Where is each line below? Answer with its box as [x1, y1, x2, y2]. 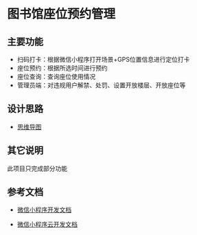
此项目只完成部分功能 [7, 164, 67, 172]
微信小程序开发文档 [16, 205, 72, 214]
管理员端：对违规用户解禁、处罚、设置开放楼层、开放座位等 [16, 81, 186, 89]
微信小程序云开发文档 [16, 221, 78, 229]
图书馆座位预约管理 [7, 6, 116, 22]
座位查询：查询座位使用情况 [16, 73, 96, 80]
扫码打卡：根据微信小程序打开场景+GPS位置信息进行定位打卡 [16, 56, 190, 63]
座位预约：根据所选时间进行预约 [16, 64, 108, 72]
